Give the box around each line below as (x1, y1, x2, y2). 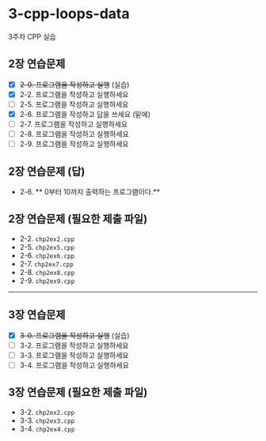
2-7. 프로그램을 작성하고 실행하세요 (19, 119, 128, 129)
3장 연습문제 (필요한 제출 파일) (8, 386, 148, 399)
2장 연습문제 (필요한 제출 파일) (8, 213, 148, 226)
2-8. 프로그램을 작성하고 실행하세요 (19, 130, 129, 139)
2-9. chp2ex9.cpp (19, 276, 75, 285)
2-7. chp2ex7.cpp (19, 258, 74, 269)
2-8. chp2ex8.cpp (19, 267, 75, 277)
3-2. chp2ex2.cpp (19, 407, 75, 416)
